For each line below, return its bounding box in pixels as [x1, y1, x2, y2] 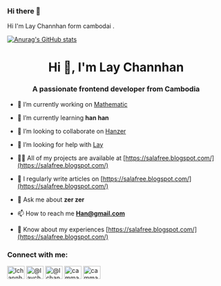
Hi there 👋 [7, 6, 41, 16]
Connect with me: [7, 249, 68, 259]
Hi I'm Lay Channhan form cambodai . [7, 22, 115, 30]
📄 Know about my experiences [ [17, 225, 108, 233]
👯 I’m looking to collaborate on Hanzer [17, 127, 126, 135]
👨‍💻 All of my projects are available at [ [17, 154, 126, 162]
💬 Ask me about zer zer [17, 195, 85, 204]
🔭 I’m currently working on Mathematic [17, 100, 128, 108]
